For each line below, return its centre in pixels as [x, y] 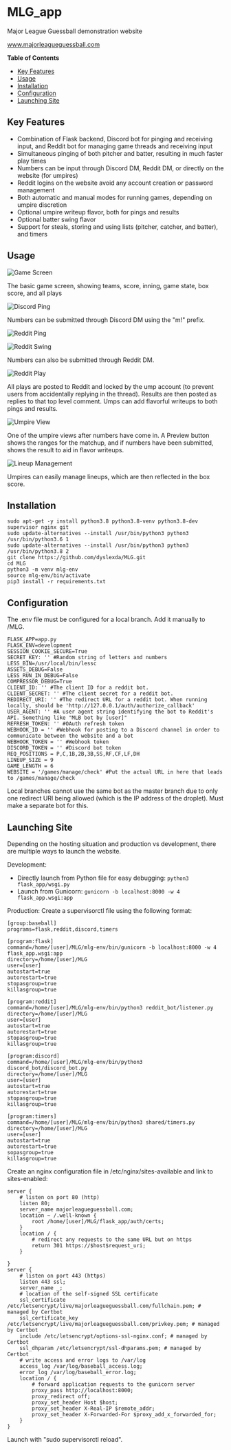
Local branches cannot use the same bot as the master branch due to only [113, 791]
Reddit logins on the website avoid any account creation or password [115, 183]
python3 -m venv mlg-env [43, 570]
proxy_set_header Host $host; [75, 1402]
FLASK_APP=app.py [32, 640]
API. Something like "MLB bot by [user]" [67, 718]
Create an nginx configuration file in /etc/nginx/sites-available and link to [110, 1171]
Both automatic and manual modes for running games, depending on [114, 197]
